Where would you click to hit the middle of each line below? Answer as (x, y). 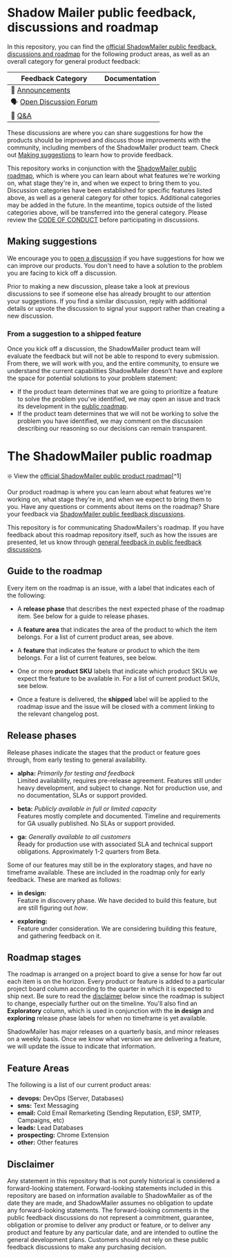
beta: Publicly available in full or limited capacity (87, 809)
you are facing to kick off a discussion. (62, 273)
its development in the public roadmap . (73, 406)
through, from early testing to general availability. (77, 760)
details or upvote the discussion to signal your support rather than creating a (116, 308)
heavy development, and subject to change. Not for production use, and (120, 788)
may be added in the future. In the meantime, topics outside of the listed (110, 205)
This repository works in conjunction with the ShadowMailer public (102, 168)
